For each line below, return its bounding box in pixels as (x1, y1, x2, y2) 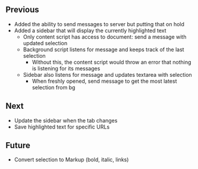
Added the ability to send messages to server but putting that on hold (14, 20, 185, 27)
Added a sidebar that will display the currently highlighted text (14, 27, 167, 34)
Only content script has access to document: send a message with (23, 33, 187, 40)
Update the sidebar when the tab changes (14, 117, 118, 124)
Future (5, 140, 31, 151)
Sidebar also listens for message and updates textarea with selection (23, 71, 193, 78)
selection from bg (32, 83, 76, 91)
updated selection (23, 39, 68, 46)
